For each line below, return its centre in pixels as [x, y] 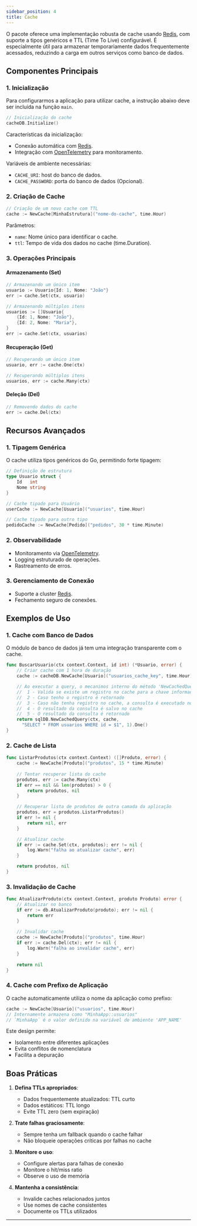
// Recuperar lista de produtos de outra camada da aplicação [94, 807]
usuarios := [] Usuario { [35, 312]
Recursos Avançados [46, 431]
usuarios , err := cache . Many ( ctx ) [48, 381]
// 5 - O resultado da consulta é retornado [73, 714]
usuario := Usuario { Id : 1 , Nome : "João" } [57, 290]
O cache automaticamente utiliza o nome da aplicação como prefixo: [89, 998]
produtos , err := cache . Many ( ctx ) [59, 780]
